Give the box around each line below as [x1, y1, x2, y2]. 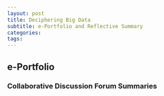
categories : [7, 29, 41, 36]
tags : [7, 36, 23, 43]
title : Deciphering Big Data [7, 16, 91, 23]
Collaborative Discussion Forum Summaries [7, 82, 157, 91]
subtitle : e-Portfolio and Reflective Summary [7, 23, 143, 29]
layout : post [7, 10, 45, 17]
